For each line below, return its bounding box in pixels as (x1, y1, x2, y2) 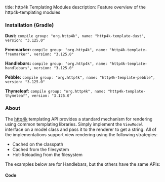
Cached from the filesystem (12, 146, 69, 152)
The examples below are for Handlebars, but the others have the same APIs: (5, 161, 161, 167)
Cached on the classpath (12, 141, 63, 147)
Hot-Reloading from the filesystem (12, 152, 83, 157)
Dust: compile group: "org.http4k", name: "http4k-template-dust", (5, 33, 146, 39)
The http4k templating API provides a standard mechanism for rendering (5, 116, 153, 122)
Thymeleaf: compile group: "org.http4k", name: (5, 88, 106, 94)
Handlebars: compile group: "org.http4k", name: (5, 61, 108, 66)
